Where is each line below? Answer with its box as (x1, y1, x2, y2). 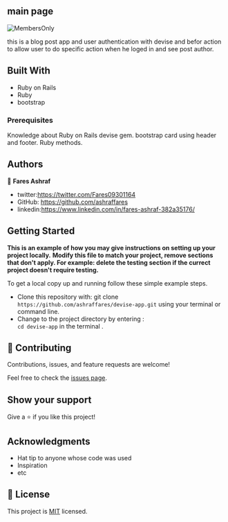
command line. (17, 307, 60, 315)
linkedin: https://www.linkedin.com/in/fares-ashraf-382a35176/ (17, 205, 196, 214)
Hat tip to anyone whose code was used (17, 453, 132, 462)
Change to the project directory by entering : (17, 315, 144, 323)
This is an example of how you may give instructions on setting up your (7, 243, 216, 252)
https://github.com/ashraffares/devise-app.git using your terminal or (17, 299, 221, 308)
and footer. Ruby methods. (7, 138, 83, 146)
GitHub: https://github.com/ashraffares (17, 198, 129, 206)
